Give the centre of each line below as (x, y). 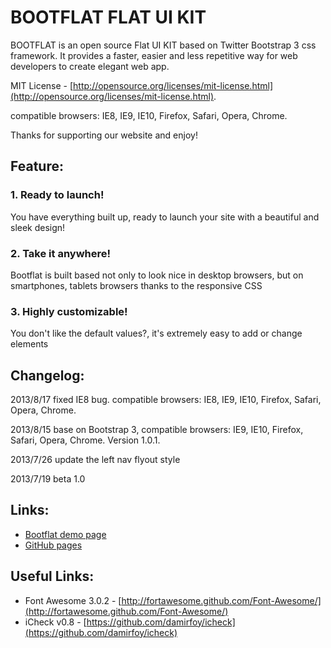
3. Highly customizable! (69, 311)
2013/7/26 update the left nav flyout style (95, 460)
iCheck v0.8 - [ (55, 622)
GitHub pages (53, 545)
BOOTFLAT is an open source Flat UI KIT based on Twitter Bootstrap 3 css (163, 45)
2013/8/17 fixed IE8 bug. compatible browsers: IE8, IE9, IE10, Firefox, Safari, (166, 400)
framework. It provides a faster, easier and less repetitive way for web (154, 55)
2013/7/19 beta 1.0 (48, 479)
